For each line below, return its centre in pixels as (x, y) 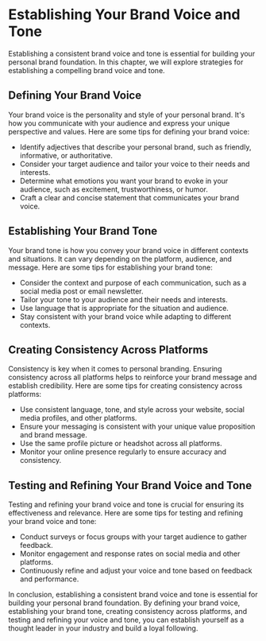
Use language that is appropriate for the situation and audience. (124, 308)
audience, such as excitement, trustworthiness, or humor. (114, 189)
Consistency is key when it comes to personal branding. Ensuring (115, 369)
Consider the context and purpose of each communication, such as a (133, 282)
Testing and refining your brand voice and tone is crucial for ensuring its (126, 505)
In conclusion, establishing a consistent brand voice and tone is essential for (133, 595)
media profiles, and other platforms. (78, 418)
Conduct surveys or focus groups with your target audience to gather (133, 537)
